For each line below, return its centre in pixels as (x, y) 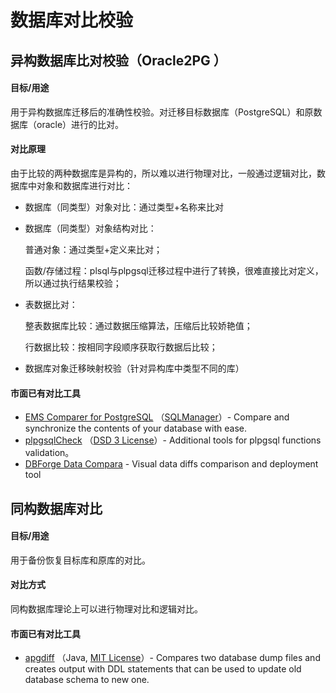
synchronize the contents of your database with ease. (135, 428)
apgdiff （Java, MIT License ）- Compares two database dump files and (172, 658)
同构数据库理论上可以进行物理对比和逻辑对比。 (106, 608)
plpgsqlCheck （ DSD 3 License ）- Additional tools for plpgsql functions (173, 440)
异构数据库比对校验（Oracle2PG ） (118, 60)
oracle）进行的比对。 (80, 124)
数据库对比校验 (72, 20)
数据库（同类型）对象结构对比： (90, 228)
